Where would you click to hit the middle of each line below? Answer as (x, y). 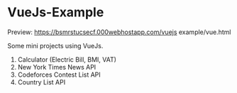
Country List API (42, 82)
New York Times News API (57, 67)
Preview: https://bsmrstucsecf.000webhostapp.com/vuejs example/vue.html (119, 32)
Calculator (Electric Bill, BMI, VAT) (67, 59)
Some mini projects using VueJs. (55, 45)
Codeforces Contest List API (59, 75)
